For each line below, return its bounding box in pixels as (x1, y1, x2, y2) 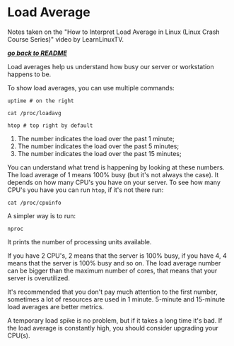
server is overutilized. (7, 273, 71, 282)
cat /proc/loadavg (7, 109, 62, 117)
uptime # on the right (7, 97, 74, 105)
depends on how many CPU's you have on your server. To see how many (7, 178, 221, 186)
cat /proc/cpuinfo (7, 199, 62, 206)
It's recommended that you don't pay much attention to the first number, (7, 287, 218, 296)
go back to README (7, 49, 67, 57)
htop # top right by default (7, 121, 93, 129)
